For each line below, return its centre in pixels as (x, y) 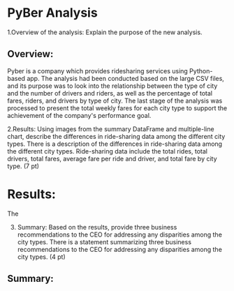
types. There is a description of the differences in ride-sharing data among (115, 144)
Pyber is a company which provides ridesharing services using (98, 70)
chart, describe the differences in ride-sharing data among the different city (116, 136)
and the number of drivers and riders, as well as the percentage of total (110, 93)
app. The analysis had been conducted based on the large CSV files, (126, 78)
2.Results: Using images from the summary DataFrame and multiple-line (111, 129)
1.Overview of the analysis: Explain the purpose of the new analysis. (105, 32)
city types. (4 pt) (42, 257)
